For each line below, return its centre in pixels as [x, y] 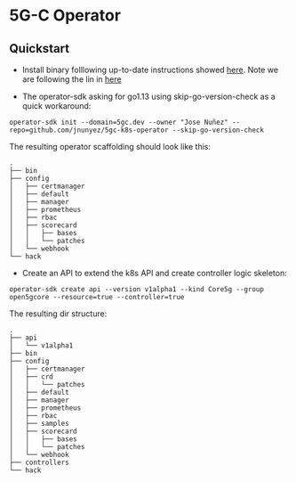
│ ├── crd [31, 377]
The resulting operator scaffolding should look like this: [110, 147]
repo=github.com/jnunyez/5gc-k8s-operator [89, 130]
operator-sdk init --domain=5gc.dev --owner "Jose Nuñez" [119, 122]
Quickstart [40, 49]
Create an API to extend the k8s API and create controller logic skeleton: [154, 273]
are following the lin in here [72, 79]
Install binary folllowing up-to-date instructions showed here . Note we [150, 69]
